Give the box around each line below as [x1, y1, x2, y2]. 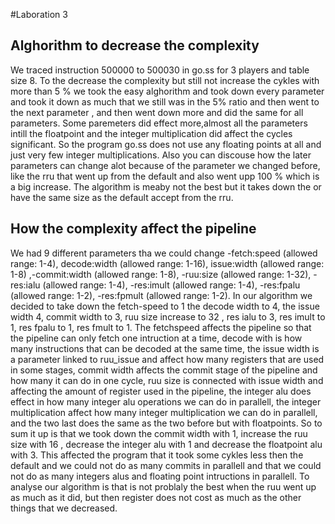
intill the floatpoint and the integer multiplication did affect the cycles [10, 127, 293, 139]
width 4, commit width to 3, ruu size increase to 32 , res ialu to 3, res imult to [10, 310, 326, 323]
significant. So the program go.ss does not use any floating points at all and [10, 138, 322, 150]
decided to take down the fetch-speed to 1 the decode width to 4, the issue [10, 300, 320, 312]
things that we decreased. [10, 502, 118, 514]
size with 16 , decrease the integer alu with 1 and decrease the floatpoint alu [10, 438, 323, 450]
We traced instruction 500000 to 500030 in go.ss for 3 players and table [10, 64, 310, 76]
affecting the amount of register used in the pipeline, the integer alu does [10, 385, 312, 397]
